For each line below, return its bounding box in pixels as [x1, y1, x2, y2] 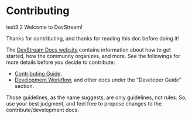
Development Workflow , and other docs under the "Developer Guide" [14, 76, 182, 83]
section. [14, 82, 35, 89]
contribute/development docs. [6, 106, 79, 113]
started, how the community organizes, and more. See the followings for [6, 52, 180, 59]
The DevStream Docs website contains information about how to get [6, 46, 172, 53]
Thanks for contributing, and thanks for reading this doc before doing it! [6, 35, 180, 42]
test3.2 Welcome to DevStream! [6, 23, 83, 30]
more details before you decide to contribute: [6, 59, 115, 66]
